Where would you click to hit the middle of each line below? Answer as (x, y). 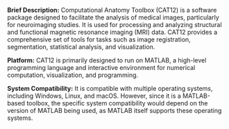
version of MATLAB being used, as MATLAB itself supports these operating (114, 111)
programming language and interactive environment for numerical (101, 68)
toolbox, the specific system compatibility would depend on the (117, 103)
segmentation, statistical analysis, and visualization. (81, 47)
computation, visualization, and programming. (73, 75)
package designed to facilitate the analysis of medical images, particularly (113, 17)
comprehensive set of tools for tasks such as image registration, (99, 40)
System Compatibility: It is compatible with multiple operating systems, (110, 88)
